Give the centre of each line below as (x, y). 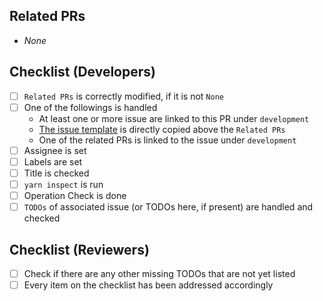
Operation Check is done (75, 195)
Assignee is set (55, 150)
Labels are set (53, 161)
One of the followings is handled (90, 107)
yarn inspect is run (63, 184)
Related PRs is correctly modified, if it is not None (123, 96)
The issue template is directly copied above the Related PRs (162, 129)
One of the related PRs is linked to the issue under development (167, 140)
